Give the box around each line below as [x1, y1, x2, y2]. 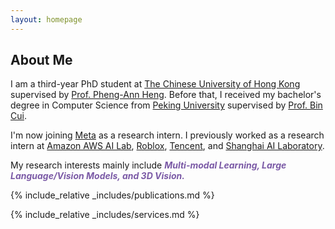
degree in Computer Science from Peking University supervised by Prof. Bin [10, 99, 323, 111]
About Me [10, 52, 73, 69]
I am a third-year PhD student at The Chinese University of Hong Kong [10, 78, 301, 90]
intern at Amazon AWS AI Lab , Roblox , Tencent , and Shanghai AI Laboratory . [10, 140, 325, 152]
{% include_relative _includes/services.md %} [10, 209, 200, 221]
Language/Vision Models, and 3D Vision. [10, 170, 185, 182]
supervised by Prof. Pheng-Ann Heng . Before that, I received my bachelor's [10, 89, 322, 101]
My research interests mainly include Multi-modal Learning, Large [10, 159, 287, 171]
